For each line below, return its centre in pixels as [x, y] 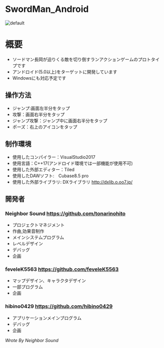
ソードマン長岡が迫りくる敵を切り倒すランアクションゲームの [75, 59]
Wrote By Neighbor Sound [32, 340]
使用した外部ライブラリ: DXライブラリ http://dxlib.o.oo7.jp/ [72, 182]
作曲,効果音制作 [28, 231]
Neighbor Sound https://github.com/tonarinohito [65, 214]
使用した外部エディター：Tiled [43, 169]
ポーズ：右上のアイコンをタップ [45, 127]
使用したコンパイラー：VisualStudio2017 [54, 157]
